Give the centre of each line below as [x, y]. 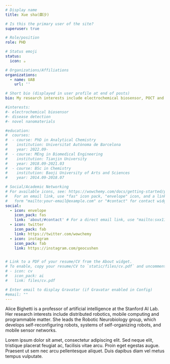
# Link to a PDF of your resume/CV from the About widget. [69, 262]
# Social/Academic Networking [37, 187]
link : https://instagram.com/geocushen [56, 248]
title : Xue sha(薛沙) [27, 15]
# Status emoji [21, 52]
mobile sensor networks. [31, 331]
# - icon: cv [19, 271]
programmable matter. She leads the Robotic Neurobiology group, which [81, 319]
